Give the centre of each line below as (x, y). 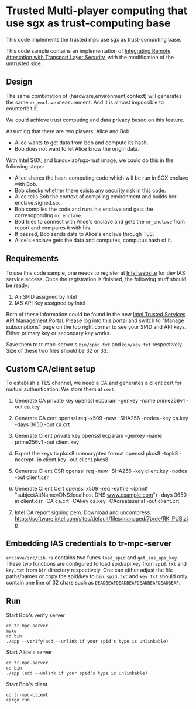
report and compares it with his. (53, 228)
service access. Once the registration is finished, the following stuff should (96, 279)
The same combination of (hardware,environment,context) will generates (94, 96)
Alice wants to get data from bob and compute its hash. (81, 143)
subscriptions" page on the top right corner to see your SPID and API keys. (96, 326)
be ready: (18, 285)
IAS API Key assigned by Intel (50, 303)
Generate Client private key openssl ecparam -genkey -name (88, 436)
